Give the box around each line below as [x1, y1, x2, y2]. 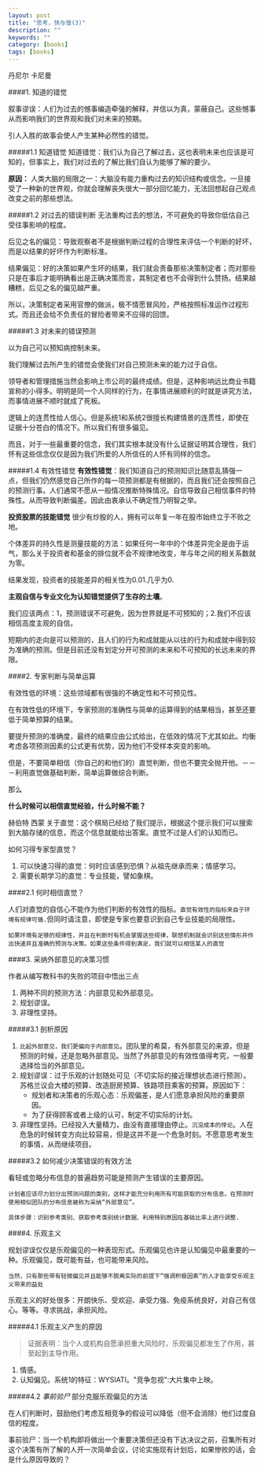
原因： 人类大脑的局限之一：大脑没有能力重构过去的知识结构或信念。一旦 [8, 174, 244, 183]
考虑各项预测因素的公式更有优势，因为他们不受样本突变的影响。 [8, 741, 214, 750]
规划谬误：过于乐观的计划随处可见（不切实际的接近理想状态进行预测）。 [19, 1071, 251, 1080]
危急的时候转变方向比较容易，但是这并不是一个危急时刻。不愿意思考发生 [19, 1130, 254, 1139]
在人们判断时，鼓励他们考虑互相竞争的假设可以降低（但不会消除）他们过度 [8, 1409, 249, 1418]
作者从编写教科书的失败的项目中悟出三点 [8, 971, 139, 980]
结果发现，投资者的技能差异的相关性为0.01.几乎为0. [8, 575, 174, 584]
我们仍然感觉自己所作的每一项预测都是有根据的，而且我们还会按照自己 [28, 476, 256, 485]
